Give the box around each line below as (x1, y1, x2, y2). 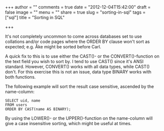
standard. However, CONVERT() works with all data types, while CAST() (5, 64, 150, 69)
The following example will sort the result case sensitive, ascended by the (5, 84, 154, 89)
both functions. (5, 74, 36, 80)
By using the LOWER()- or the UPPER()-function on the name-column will (5, 115, 153, 121)
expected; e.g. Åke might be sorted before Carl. (5, 44, 101, 49)
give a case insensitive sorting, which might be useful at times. (5, 121, 132, 126)
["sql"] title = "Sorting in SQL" (5, 15, 65, 20)
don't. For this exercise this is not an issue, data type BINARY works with (5, 69, 152, 75)
